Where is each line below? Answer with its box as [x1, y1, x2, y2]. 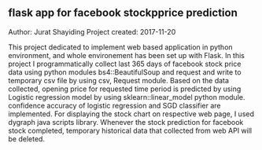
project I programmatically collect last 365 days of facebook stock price [8, 59, 242, 68]
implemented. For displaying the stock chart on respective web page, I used [8, 109, 254, 119]
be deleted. [8, 134, 46, 144]
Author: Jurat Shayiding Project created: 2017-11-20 [8, 27, 176, 36]
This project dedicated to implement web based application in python [8, 42, 234, 52]
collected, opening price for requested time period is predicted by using [8, 84, 242, 93]
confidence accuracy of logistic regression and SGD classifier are [8, 101, 222, 110]
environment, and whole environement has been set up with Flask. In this [8, 50, 245, 60]
